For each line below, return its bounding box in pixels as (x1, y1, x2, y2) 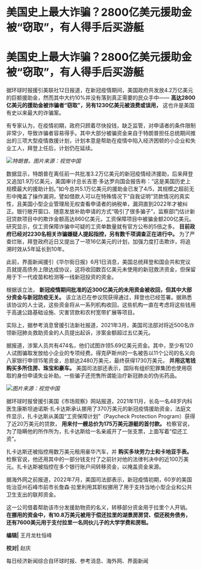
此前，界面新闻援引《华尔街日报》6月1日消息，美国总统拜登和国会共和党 (6, 258, 186, 266)
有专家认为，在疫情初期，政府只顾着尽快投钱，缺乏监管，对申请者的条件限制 (6, 122, 196, 130)
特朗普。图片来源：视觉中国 (12, 157, 81, 164)
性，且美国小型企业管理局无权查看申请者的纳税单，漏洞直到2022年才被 (6, 200, 183, 208)
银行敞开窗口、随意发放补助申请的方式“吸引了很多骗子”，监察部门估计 (16, 208, 191, 215)
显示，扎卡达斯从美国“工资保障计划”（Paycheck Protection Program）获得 (11, 413, 195, 420)
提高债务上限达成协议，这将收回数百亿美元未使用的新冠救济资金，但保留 (16, 266, 196, 273)
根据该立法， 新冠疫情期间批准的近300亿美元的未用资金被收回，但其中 (6, 286, 182, 293)
